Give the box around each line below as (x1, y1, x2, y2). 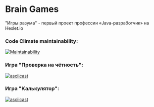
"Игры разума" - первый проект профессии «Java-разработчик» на (5, 20, 150, 26)
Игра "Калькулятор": (5, 85, 59, 92)
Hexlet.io (5, 25, 23, 31)
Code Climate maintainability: (5, 37, 78, 44)
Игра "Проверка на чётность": (5, 61, 83, 68)
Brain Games (5, 3, 59, 15)
